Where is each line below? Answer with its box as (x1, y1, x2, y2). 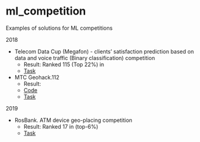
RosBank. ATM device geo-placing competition (14, 117, 133, 124)
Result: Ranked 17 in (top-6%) (23, 123, 98, 130)
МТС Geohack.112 (14, 73, 60, 81)
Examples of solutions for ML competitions (5, 24, 113, 32)
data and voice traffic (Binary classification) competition (14, 54, 156, 61)
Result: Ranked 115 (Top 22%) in (23, 61, 105, 68)
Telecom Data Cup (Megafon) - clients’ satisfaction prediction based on (14, 47, 194, 55)
